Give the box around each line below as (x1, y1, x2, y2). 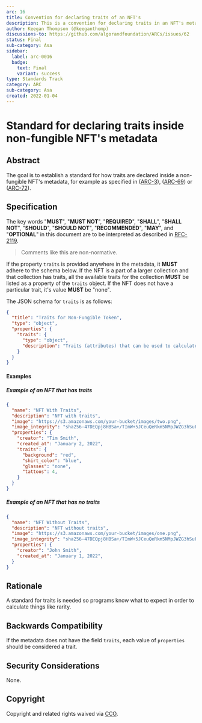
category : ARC (6, 82, 42, 88)
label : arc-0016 (11, 54, 52, 60)
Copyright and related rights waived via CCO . (6, 710, 118, 717)
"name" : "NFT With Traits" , (11, 407, 82, 413)
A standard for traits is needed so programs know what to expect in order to (6, 597, 194, 604)
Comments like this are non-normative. (20, 248, 118, 256)
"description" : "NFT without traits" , (11, 525, 109, 531)
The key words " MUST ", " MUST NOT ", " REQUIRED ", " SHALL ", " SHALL (6, 218, 182, 225)
